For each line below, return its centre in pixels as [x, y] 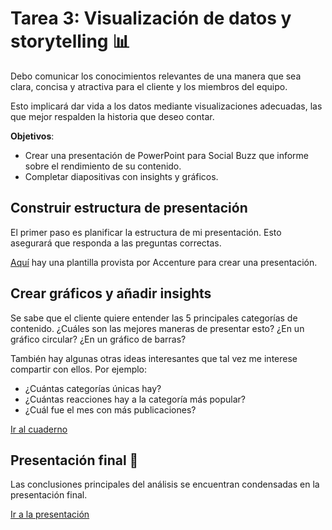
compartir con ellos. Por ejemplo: [79, 369]
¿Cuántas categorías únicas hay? [93, 388]
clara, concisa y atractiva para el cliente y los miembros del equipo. [149, 86]
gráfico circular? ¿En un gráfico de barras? [98, 339]
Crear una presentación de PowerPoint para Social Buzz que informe [166, 155]
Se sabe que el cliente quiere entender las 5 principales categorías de [154, 318]
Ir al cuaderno [39, 429]
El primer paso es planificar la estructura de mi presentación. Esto [146, 232]
